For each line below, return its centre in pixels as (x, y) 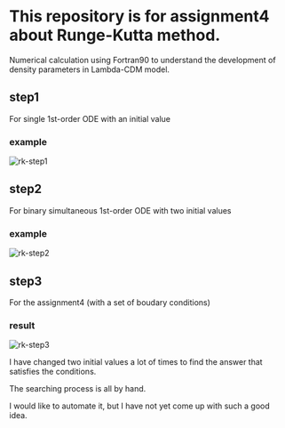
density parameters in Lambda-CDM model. (90, 69)
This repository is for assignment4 (139, 16)
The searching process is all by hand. (78, 389)
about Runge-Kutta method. (115, 35)
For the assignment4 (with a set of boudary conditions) (110, 302)
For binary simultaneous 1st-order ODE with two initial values (120, 210)
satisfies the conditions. (53, 372)
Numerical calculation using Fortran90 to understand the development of (143, 60)
